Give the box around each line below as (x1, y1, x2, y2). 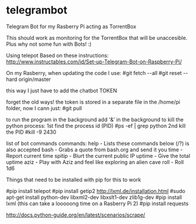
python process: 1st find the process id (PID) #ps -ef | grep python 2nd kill (6, 122, 186, 129)
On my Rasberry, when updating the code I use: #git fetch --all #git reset (6, 69, 182, 76)
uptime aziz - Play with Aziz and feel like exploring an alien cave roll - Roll (6, 158, 184, 165)
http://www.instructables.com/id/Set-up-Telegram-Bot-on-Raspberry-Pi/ (6, 58, 182, 65)
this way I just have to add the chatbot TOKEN (6, 87, 117, 94)
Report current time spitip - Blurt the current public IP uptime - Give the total (6, 152, 191, 159)
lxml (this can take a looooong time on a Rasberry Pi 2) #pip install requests (6, 200, 189, 207)
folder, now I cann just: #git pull (6, 104, 82, 111)
